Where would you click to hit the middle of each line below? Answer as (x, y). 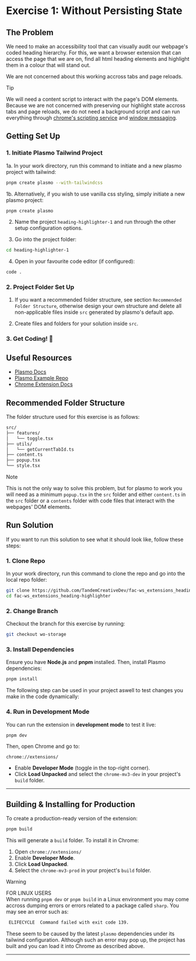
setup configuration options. (48, 228)
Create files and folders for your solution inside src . (76, 324)
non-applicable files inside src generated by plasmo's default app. (94, 312)
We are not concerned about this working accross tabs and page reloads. (94, 76)
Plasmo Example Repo (41, 378)
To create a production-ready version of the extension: (72, 819)
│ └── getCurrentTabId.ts (40, 449)
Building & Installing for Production (71, 804)
